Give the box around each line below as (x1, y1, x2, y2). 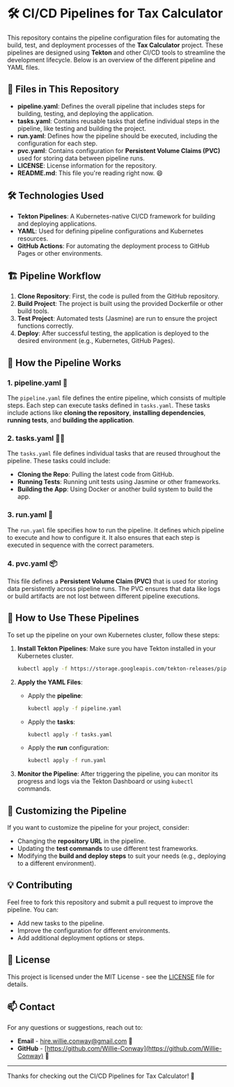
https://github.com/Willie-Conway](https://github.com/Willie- (46, 1044, 222, 1052)
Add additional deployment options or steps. (17, 933, 145, 942)
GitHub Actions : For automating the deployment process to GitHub (17, 242, 210, 250)
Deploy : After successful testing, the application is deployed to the (17, 329, 209, 337)
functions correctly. (17, 322, 74, 330)
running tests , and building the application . (7, 416, 134, 425)
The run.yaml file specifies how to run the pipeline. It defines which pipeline (7, 525, 225, 534)
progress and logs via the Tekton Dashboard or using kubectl (17, 777, 194, 786)
